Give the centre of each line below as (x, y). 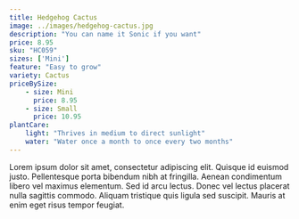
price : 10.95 (57, 117)
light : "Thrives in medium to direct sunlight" (115, 134)
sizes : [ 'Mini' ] (39, 59)
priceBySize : (33, 84)
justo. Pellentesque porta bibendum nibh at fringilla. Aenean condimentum (146, 176)
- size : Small (51, 109)
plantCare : (29, 126)
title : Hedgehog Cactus (54, 17)
